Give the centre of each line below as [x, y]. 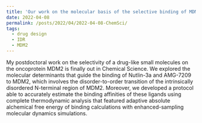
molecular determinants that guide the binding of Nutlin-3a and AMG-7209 [99, 75]
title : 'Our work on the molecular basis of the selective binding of [96, 12]
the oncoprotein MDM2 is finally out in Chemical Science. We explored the [98, 68]
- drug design [29, 34]
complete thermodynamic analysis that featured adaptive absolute [88, 100]
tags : [13, 28]
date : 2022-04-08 [28, 17]
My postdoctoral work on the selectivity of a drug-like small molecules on [97, 62]
